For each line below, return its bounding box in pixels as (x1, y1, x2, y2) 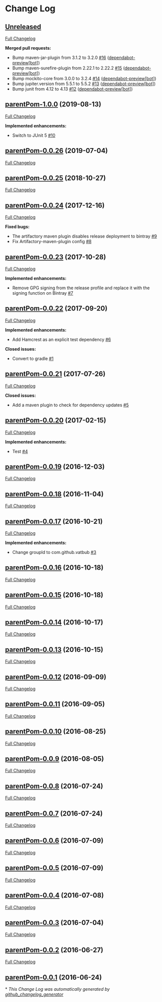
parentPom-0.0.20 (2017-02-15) (5, 416, 107, 425)
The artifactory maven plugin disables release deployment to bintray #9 (12, 233, 157, 239)
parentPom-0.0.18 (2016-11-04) (5, 490, 104, 498)
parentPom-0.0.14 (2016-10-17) (5, 618, 104, 626)
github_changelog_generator (5, 991, 64, 997)
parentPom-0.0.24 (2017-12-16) (5, 201, 105, 210)
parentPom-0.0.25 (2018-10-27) (5, 174, 106, 182)
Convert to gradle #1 (12, 355, 54, 362)
